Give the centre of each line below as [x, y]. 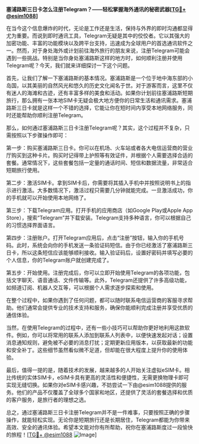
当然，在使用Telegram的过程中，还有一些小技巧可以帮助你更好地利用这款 [95, 328]
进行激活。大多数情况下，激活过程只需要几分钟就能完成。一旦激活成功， [99, 190]
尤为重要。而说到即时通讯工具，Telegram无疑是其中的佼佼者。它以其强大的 [98, 36]
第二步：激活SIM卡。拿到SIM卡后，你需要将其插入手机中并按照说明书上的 [96, 183]
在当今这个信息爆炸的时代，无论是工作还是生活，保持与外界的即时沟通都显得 [99, 28]
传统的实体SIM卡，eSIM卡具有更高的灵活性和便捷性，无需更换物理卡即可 [100, 377]
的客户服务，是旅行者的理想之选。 [48, 400]
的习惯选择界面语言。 [32, 225]
